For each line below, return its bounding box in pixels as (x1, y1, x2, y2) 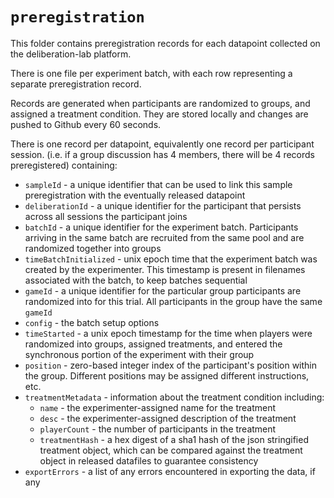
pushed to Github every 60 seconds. (10, 118, 162, 130)
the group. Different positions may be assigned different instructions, (24, 369, 310, 382)
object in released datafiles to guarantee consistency (39, 454, 259, 467)
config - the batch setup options (24, 316, 160, 328)
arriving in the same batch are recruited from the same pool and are (24, 231, 305, 243)
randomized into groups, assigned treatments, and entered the (24, 338, 283, 350)
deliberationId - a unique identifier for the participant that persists (24, 199, 302, 212)
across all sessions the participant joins (24, 210, 188, 222)
